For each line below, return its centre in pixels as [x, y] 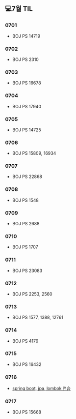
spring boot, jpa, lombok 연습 [41, 389]
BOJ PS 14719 [26, 36]
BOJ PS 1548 [25, 200]
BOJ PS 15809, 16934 [34, 153]
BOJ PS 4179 [25, 341]
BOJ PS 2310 [25, 59]
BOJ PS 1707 [25, 247]
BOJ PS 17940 [27, 106]
